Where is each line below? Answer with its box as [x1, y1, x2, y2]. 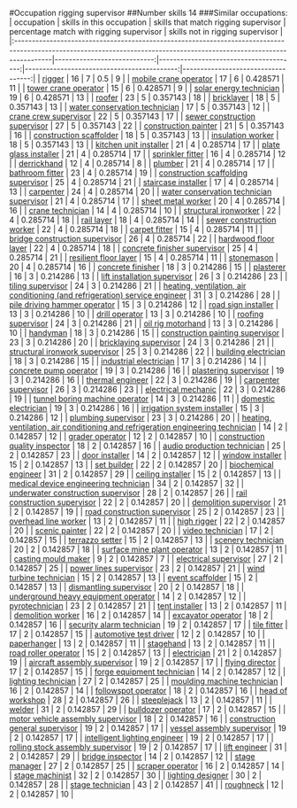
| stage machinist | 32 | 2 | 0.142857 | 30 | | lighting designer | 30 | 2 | [9, 770, 263, 781]
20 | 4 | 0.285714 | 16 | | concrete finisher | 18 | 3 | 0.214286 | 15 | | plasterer [9, 261, 286, 272]
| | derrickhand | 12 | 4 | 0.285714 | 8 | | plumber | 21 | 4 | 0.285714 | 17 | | [9, 159, 276, 168]
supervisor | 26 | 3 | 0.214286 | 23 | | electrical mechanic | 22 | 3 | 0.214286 [9, 385, 286, 394]
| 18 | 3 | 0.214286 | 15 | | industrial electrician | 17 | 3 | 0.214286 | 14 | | [9, 356, 267, 366]
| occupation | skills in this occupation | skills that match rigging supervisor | [9, 17, 286, 27]
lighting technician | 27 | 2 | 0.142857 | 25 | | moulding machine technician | [9, 676, 283, 686]
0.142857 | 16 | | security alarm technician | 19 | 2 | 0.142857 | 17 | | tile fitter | [9, 619, 288, 630]
